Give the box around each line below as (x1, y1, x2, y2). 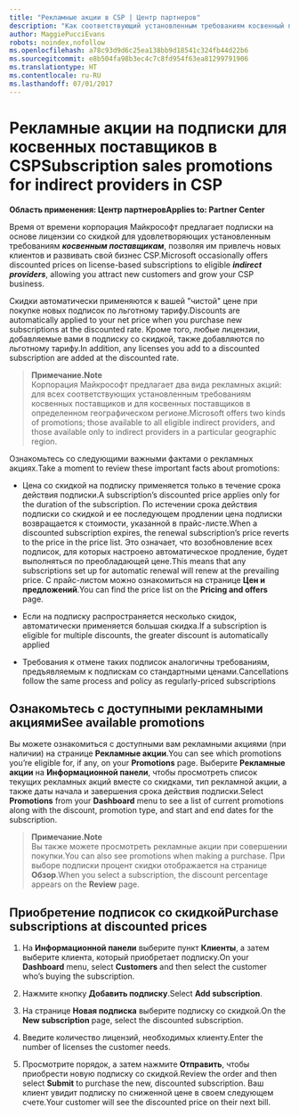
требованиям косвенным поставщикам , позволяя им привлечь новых (9, 240, 281, 250)
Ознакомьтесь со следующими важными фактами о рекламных (9, 453, 254, 464)
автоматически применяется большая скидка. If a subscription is (21, 620, 267, 631)
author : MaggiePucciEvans (9, 29, 105, 38)
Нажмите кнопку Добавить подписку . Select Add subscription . (21, 989, 263, 999)
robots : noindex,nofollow (9, 37, 105, 47)
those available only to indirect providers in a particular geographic (30, 426, 278, 437)
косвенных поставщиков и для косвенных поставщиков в (30, 398, 251, 408)
